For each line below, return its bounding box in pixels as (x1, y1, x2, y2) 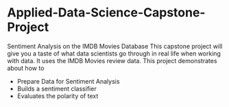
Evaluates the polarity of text (16, 91, 99, 100)
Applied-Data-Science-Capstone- (7, 5, 206, 21)
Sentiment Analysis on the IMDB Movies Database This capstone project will (7, 42, 223, 50)
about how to (7, 64, 45, 72)
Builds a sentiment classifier (16, 84, 97, 93)
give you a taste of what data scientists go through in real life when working (7, 49, 221, 58)
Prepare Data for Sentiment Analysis (16, 77, 120, 85)
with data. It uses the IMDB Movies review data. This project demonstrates (7, 56, 217, 64)
